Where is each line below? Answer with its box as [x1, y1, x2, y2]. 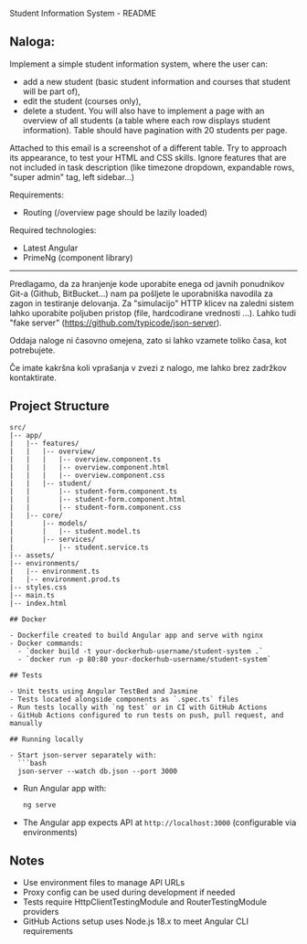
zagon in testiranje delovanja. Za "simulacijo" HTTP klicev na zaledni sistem [9, 297, 294, 309]
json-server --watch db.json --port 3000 [17, 767, 178, 776]
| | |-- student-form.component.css [9, 503, 182, 512]
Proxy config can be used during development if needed [22, 886, 236, 898]
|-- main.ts [9, 590, 55, 599]
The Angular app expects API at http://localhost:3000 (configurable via [22, 817, 297, 828]
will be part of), [22, 86, 80, 97]
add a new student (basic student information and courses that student [22, 76, 291, 87]
